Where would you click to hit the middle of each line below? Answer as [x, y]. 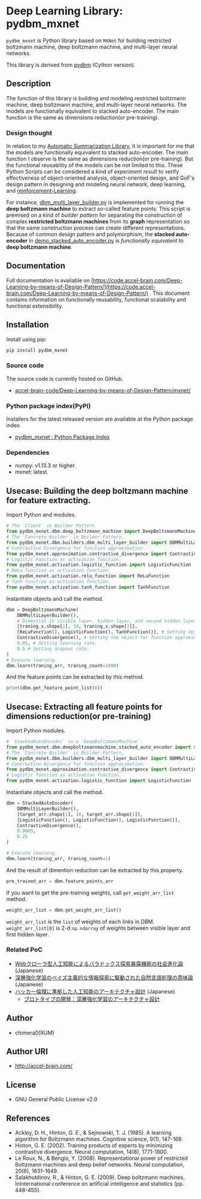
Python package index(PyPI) [49, 405]
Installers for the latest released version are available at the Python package [100, 419]
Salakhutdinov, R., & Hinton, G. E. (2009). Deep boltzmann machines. [100, 1177]
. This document [169, 293]
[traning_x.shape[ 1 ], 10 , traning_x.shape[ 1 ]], [77, 627]
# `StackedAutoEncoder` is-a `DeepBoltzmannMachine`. [75, 742]
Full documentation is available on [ [50, 280]
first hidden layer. [28, 934]
